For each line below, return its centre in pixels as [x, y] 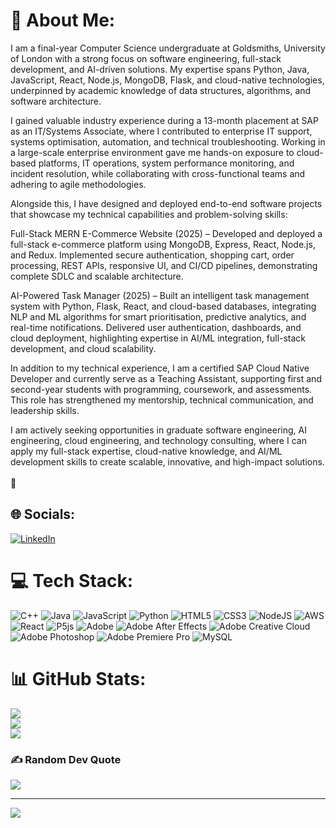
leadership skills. [45, 410]
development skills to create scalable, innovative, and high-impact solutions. [167, 461]
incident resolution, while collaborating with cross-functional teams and [158, 173]
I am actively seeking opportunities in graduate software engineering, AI [158, 430]
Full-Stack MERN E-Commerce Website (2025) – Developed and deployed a [166, 233]
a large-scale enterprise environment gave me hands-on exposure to [152, 152]
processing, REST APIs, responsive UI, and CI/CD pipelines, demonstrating [164, 265]
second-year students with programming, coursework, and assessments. [161, 389]
